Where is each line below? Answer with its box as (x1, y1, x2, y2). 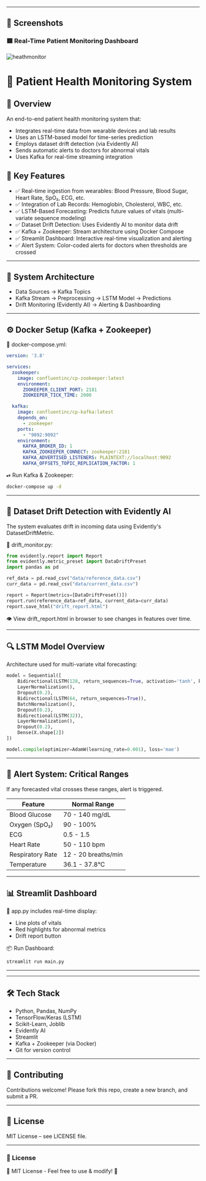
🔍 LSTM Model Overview (6, 641, 105, 651)
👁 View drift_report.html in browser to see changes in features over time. (6, 615, 192, 622)
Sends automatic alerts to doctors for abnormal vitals (15, 146, 150, 154)
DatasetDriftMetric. (6, 529, 55, 536)
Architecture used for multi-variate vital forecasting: (6, 661, 137, 668)
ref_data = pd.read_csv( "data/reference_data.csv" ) (6, 575, 141, 582)
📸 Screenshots (6, 18, 64, 28)
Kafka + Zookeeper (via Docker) (15, 1040, 97, 1047)
